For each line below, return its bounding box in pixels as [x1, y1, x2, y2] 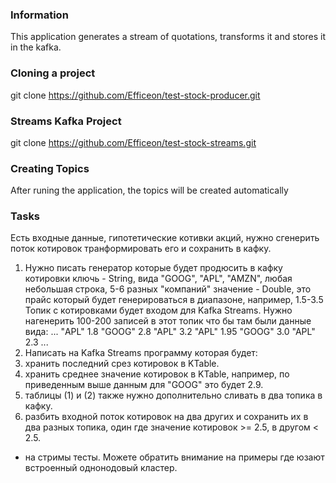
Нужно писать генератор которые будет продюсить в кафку [24, 262, 283, 274]
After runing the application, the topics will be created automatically [10, 184, 289, 197]
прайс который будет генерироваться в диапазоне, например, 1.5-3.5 [24, 294, 324, 306]
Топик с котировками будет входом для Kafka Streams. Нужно [24, 304, 293, 317]
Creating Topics [10, 161, 90, 175]
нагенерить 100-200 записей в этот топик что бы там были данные [24, 315, 312, 327]
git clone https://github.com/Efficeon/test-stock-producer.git [10, 89, 261, 101]
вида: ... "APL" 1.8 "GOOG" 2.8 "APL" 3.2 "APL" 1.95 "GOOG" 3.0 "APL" [24, 326, 316, 338]
